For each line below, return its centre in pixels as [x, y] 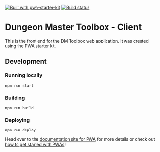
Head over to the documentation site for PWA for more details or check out [80, 139]
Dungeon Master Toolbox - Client [73, 27]
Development [26, 61]
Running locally [24, 75]
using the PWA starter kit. [31, 46]
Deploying [18, 120]
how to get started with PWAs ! [36, 145]
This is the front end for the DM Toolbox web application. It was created [77, 41]
